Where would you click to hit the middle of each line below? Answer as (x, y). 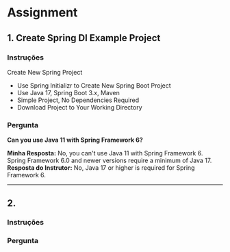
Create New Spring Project (45, 72)
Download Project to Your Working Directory (79, 107)
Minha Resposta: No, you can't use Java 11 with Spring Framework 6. (105, 153)
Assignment (42, 13)
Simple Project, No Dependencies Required (78, 100)
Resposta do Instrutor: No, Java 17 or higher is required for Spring (101, 168)
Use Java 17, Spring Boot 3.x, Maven (68, 92)
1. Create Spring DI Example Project (84, 38)
